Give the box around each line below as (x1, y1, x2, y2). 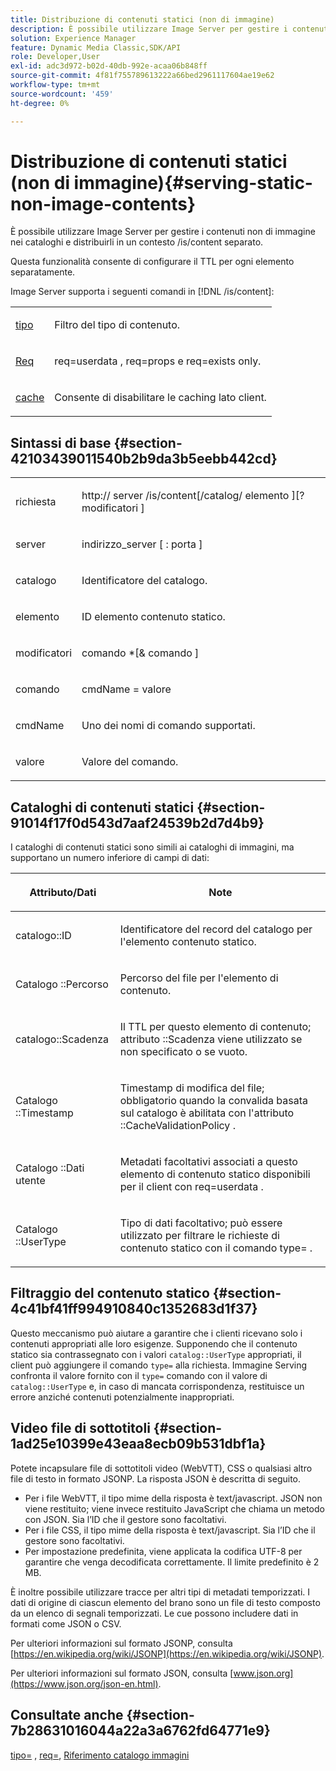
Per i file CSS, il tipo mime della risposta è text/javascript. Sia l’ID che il (24, 1524, 316, 1536)
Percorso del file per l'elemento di (119, 971, 279, 985)
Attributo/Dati (29, 886, 97, 900)
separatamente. (10, 266, 76, 278)
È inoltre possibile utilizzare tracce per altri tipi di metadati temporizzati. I (10, 1586, 311, 1598)
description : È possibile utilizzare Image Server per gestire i (10, 24, 288, 34)
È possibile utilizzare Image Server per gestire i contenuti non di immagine (10, 226, 316, 238)
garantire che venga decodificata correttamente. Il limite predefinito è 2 (24, 1556, 320, 1568)
